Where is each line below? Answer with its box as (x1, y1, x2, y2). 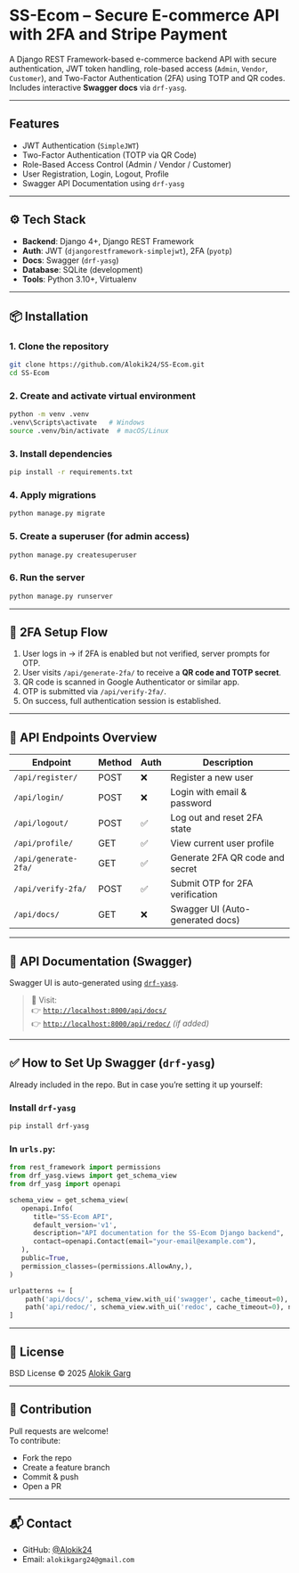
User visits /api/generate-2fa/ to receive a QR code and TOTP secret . (21, 668, 282, 678)
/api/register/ (13, 773, 78, 782)
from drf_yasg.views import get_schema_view (9, 1171, 177, 1181)
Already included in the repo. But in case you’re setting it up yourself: (9, 1079, 263, 1090)
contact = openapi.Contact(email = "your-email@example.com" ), (32, 1237, 256, 1246)
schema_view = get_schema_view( (9, 1195, 129, 1204)
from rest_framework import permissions (9, 1163, 162, 1172)
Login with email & (170, 786, 247, 799)
